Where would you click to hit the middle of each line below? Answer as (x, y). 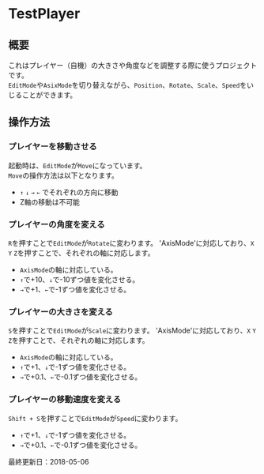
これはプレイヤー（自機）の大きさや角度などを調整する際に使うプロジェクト (133, 65)
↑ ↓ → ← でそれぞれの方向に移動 (69, 192)
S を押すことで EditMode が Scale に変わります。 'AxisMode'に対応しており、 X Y (132, 331)
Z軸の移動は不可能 (50, 201)
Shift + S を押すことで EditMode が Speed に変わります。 (95, 418)
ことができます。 (49, 95)
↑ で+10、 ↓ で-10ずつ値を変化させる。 (79, 279)
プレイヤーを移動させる (53, 147)
